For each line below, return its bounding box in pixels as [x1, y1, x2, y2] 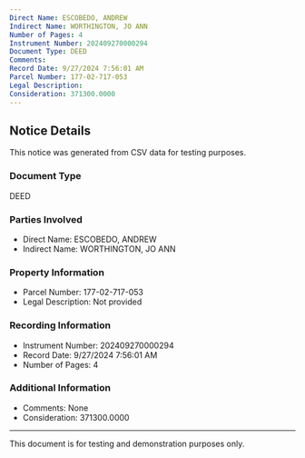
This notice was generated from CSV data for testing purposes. [9, 147, 247, 158]
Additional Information [9, 382, 112, 394]
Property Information [9, 265, 104, 278]
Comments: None [22, 402, 89, 413]
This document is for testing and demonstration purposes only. [9, 438, 245, 449]
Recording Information [9, 319, 112, 332]
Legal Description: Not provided [22, 296, 143, 307]
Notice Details [9, 123, 91, 138]
